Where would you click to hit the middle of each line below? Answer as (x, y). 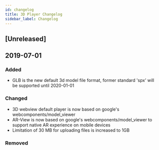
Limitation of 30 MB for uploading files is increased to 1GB (71, 130)
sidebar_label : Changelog (31, 19)
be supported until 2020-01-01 (43, 86)
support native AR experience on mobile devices (61, 125)
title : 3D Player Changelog (34, 14)
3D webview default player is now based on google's (66, 109)
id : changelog (20, 10)
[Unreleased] (26, 39)
